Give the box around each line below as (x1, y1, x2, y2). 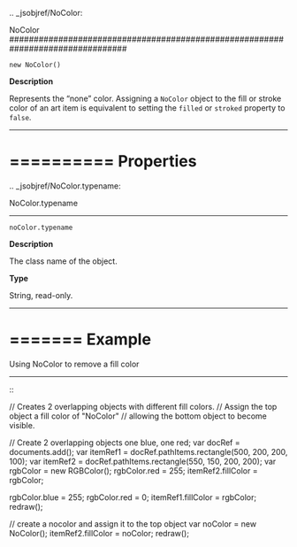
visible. (9, 420, 35, 430)
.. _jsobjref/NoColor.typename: (9, 181, 121, 191)
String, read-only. (9, 289, 73, 300)
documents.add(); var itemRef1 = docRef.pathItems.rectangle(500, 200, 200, (9, 446, 288, 457)
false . (9, 112, 32, 122)
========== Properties (9, 151, 197, 172)
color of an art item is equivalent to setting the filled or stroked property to (9, 103, 286, 113)
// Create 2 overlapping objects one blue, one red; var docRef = (9, 437, 240, 448)
